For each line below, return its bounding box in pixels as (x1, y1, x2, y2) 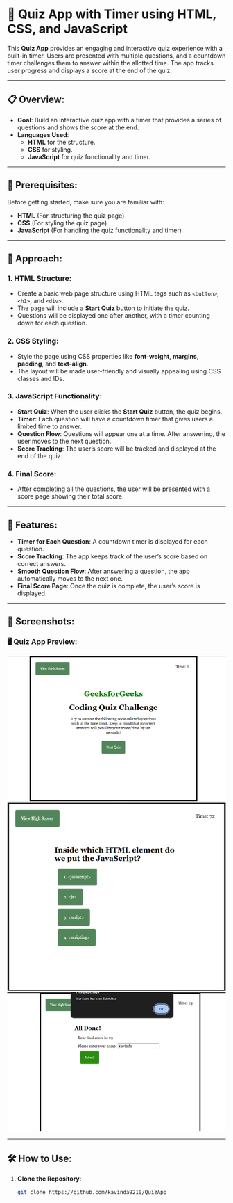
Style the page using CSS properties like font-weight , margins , (17, 352, 199, 360)
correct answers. (17, 559, 66, 567)
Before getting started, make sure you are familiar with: (7, 197, 164, 206)
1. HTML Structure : (7, 273, 72, 283)
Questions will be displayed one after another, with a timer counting (17, 312, 210, 320)
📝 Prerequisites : (7, 179, 78, 191)
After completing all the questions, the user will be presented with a (17, 485, 210, 493)
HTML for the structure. (27, 138, 96, 146)
